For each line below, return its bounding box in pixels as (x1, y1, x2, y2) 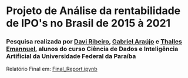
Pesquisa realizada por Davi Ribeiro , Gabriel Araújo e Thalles (6, 38, 182, 46)
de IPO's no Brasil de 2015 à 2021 (6, 16, 171, 30)
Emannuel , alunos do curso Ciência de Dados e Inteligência (6, 45, 179, 53)
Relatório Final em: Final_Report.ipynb (6, 66, 98, 73)
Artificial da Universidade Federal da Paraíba (6, 52, 136, 60)
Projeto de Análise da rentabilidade (6, 4, 181, 18)
